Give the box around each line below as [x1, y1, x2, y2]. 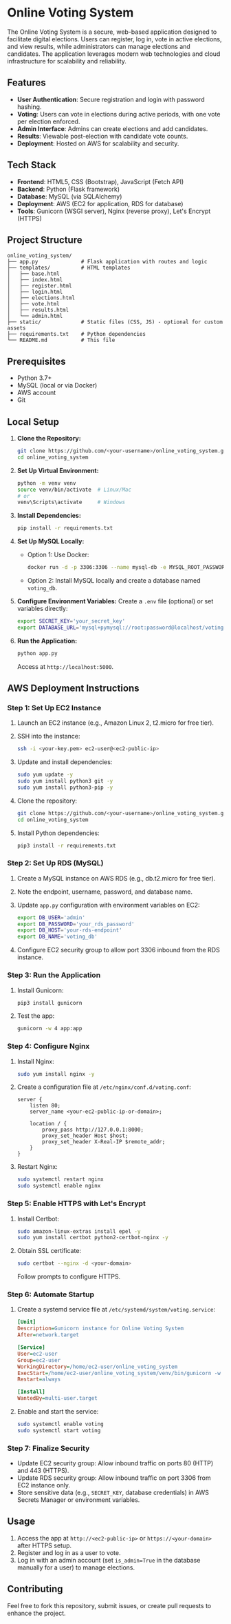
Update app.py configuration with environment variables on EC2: [16, 901, 201, 909]
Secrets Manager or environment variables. [16, 1496, 140, 1504]
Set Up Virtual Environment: [16, 466, 99, 474]
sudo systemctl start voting [16, 1427, 101, 1434]
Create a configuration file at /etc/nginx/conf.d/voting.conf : [16, 1083, 191, 1091]
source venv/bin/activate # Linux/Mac [16, 486, 132, 493]
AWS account [16, 388, 56, 397]
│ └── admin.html [7, 312, 63, 320]
